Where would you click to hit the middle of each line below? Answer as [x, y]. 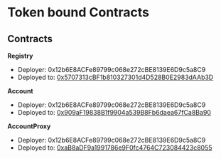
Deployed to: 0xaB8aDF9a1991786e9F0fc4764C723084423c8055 [115, 148]
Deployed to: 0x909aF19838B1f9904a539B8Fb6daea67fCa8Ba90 [114, 112]
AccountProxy [29, 126]
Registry [20, 56]
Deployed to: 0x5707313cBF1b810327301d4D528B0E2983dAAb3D [115, 77]
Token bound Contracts [79, 12]
